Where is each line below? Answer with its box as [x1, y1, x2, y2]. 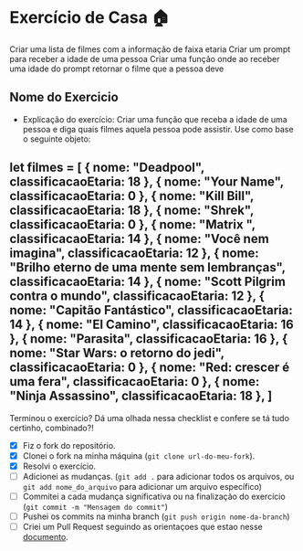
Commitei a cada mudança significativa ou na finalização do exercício [22, 491, 286, 502]
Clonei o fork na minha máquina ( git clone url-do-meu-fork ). [22, 450, 256, 461]
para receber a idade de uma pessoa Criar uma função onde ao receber [9, 53, 280, 64]
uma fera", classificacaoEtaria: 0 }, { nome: [9, 374, 260, 389]
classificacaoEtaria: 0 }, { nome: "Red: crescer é [9, 360, 290, 376]
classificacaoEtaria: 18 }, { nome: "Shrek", [9, 203, 254, 218]
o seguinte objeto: [22, 133, 91, 144]
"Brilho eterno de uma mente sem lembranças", [9, 260, 286, 275]
